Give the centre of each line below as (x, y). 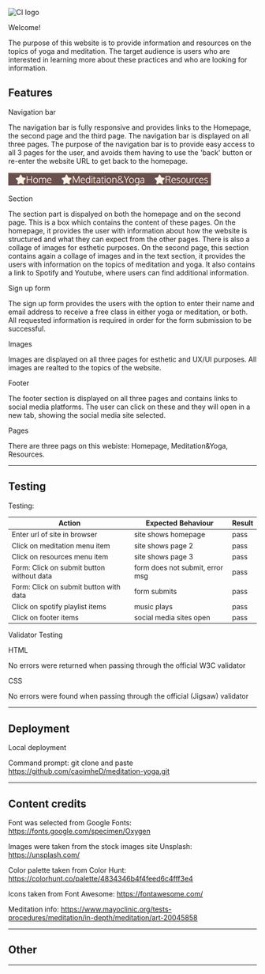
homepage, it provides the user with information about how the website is (128, 230)
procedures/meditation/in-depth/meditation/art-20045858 (103, 917)
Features (30, 93)
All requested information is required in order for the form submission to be (130, 320)
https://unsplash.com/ (44, 855)
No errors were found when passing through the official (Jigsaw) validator (129, 696)
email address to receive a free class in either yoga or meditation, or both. (128, 312)
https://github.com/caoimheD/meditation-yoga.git (89, 771)
